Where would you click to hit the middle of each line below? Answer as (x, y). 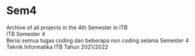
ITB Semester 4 (26, 33)
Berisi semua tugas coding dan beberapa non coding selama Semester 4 (97, 40)
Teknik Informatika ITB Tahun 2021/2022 (57, 47)
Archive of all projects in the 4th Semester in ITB (67, 27)
